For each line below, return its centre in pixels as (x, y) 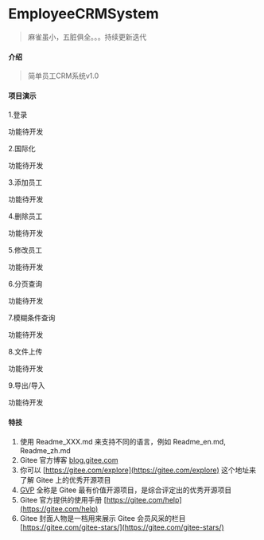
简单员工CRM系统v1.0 (63, 76)
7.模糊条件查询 (32, 318)
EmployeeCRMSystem (83, 14)
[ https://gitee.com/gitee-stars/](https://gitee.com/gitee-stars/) (122, 527)
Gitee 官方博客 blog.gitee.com (69, 460)
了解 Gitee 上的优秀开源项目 (65, 479)
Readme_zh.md (45, 450)
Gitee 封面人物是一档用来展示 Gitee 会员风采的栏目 (103, 518)
